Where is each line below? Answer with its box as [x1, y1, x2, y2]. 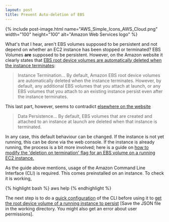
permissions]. [5, 211, 34, 217]
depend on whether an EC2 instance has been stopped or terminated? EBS [5, 46, 161, 52]
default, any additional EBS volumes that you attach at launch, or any [17, 83, 161, 89]
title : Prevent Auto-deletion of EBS [5, 12, 85, 17]
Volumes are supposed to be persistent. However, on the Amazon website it [5, 51, 163, 58]
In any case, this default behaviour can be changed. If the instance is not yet [5, 133, 164, 139]
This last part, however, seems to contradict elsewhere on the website [5, 103, 151, 109]
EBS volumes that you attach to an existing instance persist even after [17, 88, 163, 94]
